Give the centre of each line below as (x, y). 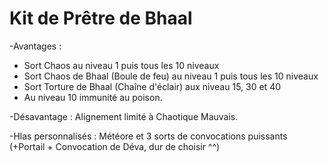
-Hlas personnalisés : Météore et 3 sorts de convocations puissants (148, 136)
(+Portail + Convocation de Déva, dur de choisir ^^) (115, 146)
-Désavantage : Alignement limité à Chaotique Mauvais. (124, 116)
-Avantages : (35, 46)
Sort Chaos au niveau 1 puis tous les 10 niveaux (121, 65)
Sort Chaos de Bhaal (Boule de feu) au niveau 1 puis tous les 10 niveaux (171, 76)
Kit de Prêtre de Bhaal (101, 18)
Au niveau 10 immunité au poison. (93, 97)
